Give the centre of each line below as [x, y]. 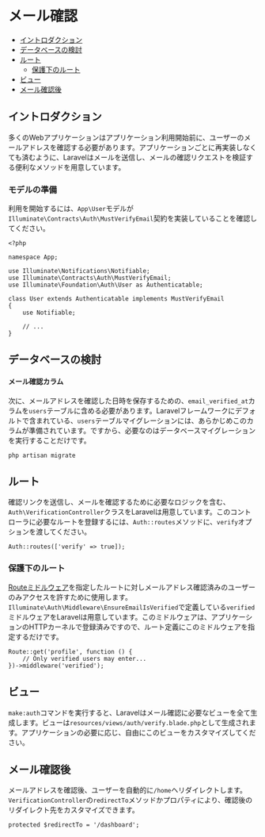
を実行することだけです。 [49, 440]
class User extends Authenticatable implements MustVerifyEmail [116, 299]
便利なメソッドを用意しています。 [70, 167]
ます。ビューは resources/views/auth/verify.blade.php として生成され [136, 722]
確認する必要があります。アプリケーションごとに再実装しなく [157, 147]
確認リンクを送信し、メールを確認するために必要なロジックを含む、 [119, 502]
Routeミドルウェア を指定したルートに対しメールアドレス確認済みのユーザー [132, 587]
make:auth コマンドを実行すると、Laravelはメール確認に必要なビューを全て [129, 712]
